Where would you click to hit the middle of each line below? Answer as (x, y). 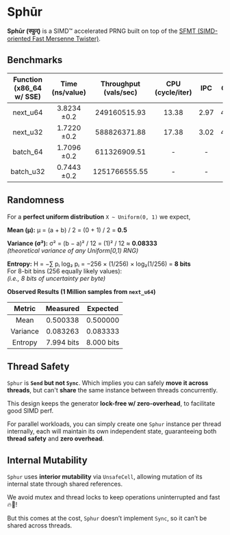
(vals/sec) (121, 92)
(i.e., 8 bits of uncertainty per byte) (56, 278)
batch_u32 (28, 171)
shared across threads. (40, 525)
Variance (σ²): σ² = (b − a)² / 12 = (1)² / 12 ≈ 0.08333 (82, 243)
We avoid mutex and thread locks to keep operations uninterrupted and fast (114, 497)
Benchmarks (35, 60)
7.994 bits (63, 342)
